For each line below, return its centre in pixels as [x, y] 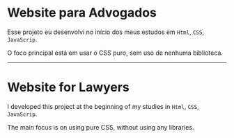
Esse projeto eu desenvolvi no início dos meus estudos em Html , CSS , [106, 32]
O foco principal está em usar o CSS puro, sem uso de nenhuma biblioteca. [115, 53]
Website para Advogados [82, 13]
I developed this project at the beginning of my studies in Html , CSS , [103, 106]
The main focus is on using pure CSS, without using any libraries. [101, 127]
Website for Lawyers [69, 87]
